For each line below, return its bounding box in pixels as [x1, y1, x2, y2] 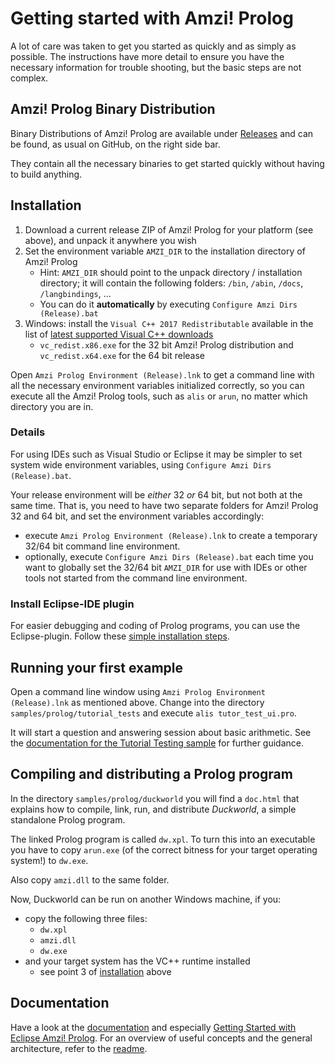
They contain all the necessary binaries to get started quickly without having [10, 157, 325, 169]
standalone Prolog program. [10, 813, 126, 826]
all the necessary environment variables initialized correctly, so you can [10, 379, 305, 391]
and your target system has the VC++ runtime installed [24, 955, 251, 967]
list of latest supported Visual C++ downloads [24, 328, 214, 340]
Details [10, 425, 46, 439]
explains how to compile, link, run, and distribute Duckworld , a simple [10, 803, 297, 815]
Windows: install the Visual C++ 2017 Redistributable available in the [24, 317, 314, 329]
